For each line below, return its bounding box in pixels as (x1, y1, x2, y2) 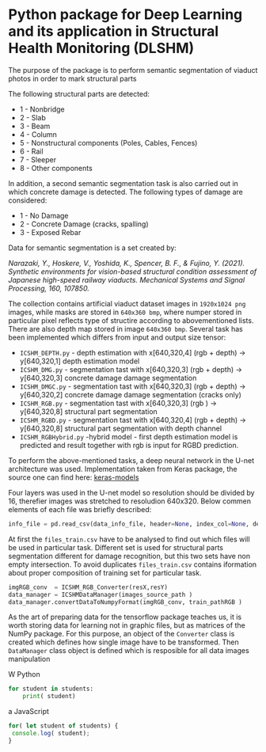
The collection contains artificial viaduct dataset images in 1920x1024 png (8, 298, 246, 308)
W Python (8, 670, 41, 679)
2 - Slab (19, 112, 46, 122)
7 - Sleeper (19, 154, 57, 164)
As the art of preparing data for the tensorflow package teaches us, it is (8, 612, 242, 622)
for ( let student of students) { (8, 722, 119, 730)
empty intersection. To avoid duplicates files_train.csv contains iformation (8, 560, 257, 569)
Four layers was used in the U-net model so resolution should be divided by (8, 488, 255, 497)
